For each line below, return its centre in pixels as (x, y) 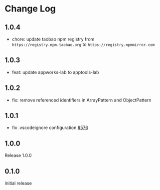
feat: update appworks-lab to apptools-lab (55, 72)
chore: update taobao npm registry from (53, 39)
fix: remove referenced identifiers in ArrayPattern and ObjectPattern (81, 100)
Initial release (18, 183)
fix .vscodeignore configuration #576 (50, 127)
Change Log (30, 9)
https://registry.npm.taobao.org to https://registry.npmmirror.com (83, 44)
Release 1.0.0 (18, 155)
